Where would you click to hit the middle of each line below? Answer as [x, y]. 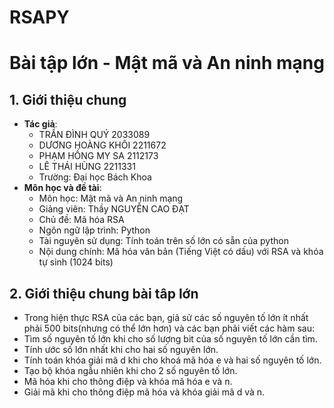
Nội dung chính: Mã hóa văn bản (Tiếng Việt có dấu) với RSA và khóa [181, 252]
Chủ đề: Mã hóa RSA [81, 220]
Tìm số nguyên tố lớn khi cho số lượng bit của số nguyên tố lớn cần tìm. [170, 339]
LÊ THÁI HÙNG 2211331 [87, 167]
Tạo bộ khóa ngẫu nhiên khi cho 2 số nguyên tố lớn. [130, 370]
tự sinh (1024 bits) [76, 262]
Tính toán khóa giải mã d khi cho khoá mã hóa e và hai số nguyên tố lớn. [172, 360]
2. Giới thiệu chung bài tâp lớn [104, 293]
